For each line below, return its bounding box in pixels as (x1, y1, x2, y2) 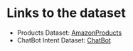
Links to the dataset (6, 5, 126, 21)
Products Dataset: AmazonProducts (16, 28, 122, 37)
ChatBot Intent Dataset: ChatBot (16, 35, 111, 44)
